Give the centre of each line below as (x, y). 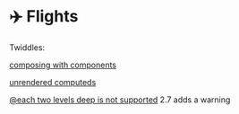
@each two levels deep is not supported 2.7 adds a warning (120, 100)
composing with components (63, 65)
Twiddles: (27, 47)
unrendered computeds (53, 82)
